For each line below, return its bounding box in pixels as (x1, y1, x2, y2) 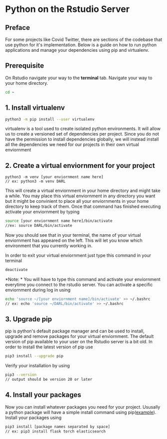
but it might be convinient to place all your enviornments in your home (5, 198, 149, 204)
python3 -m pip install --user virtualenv (5, 117, 95, 122)
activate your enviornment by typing (5, 209, 80, 215)
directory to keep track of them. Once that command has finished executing (5, 203, 161, 210)
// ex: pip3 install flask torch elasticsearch (5, 429, 106, 434)
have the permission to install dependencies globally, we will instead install (5, 136, 159, 143)
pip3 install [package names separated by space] (5, 424, 111, 429)
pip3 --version (5, 372, 37, 377)
